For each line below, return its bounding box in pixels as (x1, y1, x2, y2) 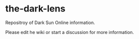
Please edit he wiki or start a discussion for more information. (5, 29, 134, 35)
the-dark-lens (5, 3, 66, 14)
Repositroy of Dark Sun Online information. (5, 19, 95, 25)
